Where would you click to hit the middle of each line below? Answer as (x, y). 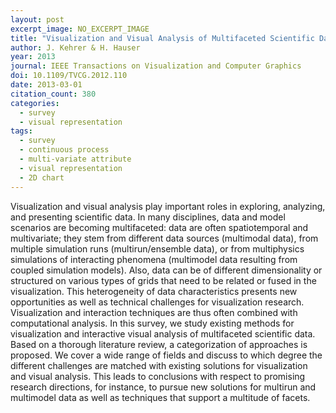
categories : (35, 103)
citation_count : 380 (53, 94)
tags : (21, 131)
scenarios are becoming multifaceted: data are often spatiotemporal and (159, 227)
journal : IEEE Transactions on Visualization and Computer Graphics (156, 66)
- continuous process (64, 150)
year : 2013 (33, 57)
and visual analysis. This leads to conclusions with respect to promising (158, 376)
